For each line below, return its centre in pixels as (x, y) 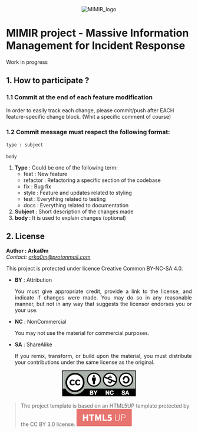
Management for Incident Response (96, 46)
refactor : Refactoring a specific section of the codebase (92, 180)
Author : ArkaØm (27, 250)
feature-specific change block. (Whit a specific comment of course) (89, 116)
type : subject (25, 145)
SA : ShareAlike (33, 344)
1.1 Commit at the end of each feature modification (80, 97)
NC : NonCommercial (40, 321)
